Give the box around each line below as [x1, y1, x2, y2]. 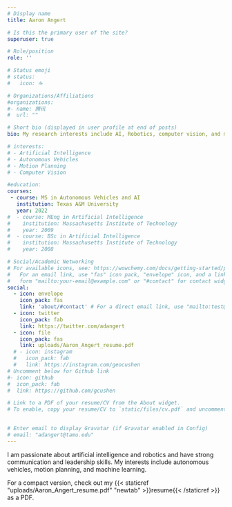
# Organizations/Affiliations [7, 92, 95, 99]
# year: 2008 [7, 246, 54, 253]
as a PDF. [7, 493, 35, 501]
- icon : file [13, 329, 51, 336]
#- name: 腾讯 [7, 105, 46, 112]
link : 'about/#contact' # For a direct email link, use [19, 303, 184, 310]
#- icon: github [7, 374, 54, 381]
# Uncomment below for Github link [7, 368, 110, 375]
